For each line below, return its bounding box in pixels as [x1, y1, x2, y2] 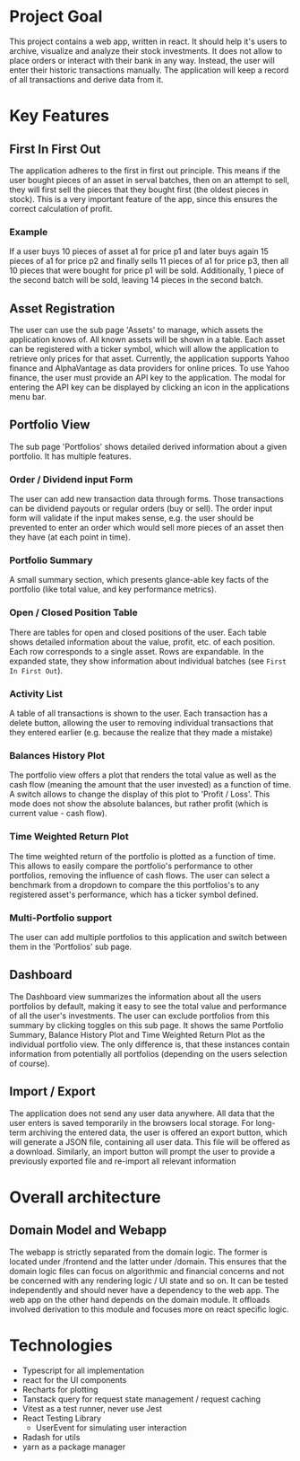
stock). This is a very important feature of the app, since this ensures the [9, 193, 278, 204]
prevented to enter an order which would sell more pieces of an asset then [9, 523, 285, 533]
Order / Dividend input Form [9, 473, 133, 486]
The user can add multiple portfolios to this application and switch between [9, 931, 287, 942]
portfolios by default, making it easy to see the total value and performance [9, 1000, 287, 1011]
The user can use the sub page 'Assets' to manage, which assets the [9, 325, 264, 336]
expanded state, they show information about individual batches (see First [9, 656, 287, 666]
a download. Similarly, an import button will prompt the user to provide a [9, 1146, 276, 1157]
